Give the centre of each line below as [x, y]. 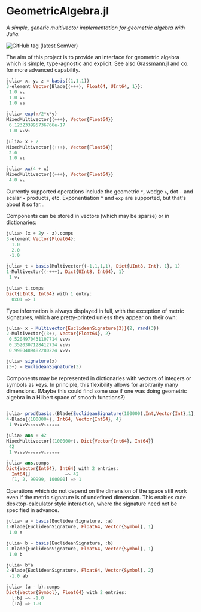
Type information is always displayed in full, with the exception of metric [95, 311]
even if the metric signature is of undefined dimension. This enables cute [96, 498]
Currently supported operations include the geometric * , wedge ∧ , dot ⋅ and [100, 191]
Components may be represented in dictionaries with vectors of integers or [99, 378]
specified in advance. [33, 510]
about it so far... [25, 204]
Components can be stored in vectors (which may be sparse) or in [88, 216]
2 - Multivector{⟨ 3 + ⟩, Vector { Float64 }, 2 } [59, 334]
